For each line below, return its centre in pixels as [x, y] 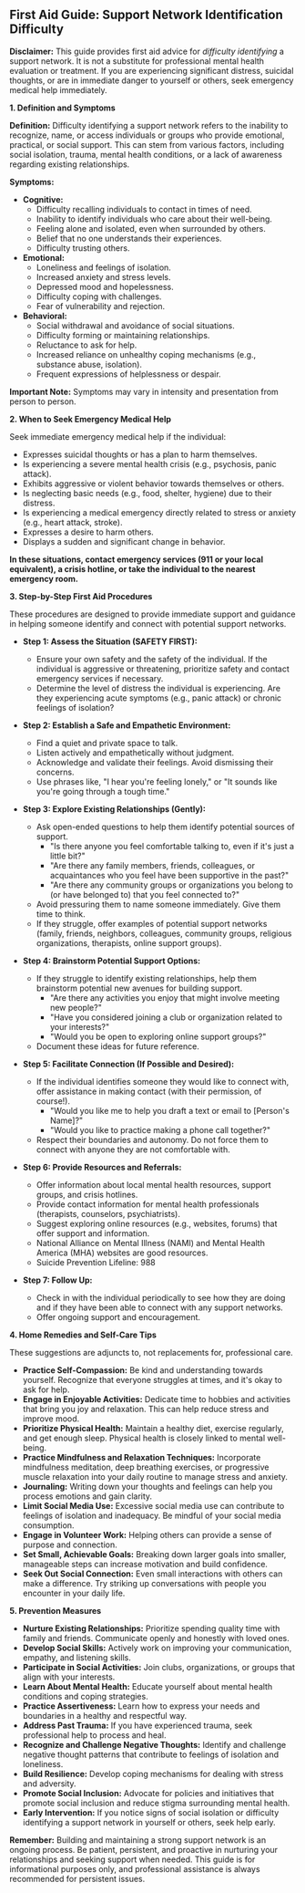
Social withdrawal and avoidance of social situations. [135, 325]
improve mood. [51, 1419]
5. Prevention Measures [56, 1610]
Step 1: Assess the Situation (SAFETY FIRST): [110, 641]
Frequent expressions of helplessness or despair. [128, 374]
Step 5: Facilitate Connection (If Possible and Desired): [128, 1064]
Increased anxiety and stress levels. [103, 276]
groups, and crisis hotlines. [87, 1194]
